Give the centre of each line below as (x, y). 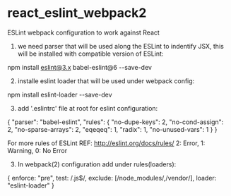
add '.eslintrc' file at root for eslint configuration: (88, 108)
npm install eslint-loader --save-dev (60, 94)
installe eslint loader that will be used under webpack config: (106, 81)
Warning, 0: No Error (37, 150)
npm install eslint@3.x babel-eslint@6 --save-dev (79, 67)
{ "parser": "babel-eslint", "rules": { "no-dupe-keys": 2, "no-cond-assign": (115, 122)
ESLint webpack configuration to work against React (84, 32)
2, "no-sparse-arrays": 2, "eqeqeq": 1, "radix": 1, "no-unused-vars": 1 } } (112, 129)
